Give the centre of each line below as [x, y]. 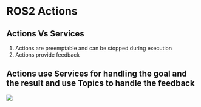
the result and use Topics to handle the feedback [101, 83]
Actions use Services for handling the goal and [97, 74]
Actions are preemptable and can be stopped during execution [94, 48]
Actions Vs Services [46, 34]
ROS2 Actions [42, 11]
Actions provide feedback [47, 55]
